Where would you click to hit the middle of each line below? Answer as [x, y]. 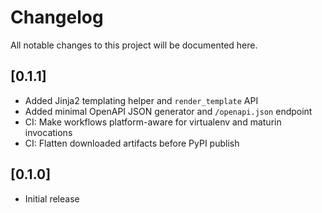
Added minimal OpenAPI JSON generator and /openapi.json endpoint [168, 111]
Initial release [52, 198]
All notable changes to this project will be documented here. [134, 45]
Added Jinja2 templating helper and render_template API [141, 100]
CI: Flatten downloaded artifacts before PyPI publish [132, 143]
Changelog [57, 17]
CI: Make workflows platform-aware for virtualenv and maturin [153, 122]
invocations [48, 132]
